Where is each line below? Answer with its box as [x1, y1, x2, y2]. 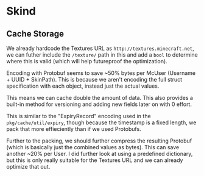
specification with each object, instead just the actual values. [6, 82, 160, 90]
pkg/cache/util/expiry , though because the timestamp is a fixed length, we [6, 119, 197, 126]
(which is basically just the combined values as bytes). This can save [6, 144, 180, 150]
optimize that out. [6, 163, 51, 170]
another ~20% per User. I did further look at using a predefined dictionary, [6, 150, 193, 157]
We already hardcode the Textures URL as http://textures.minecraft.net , [6, 44, 195, 52]
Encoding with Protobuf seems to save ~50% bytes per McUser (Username [6, 69, 196, 77]
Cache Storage [6, 29, 64, 39]
